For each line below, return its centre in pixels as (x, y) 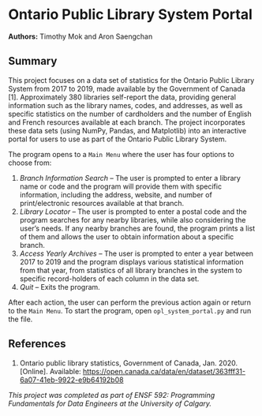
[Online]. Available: (50, 371)
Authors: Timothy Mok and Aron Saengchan (80, 36)
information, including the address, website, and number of (116, 194)
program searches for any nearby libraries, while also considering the (133, 219)
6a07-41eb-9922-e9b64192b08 (71, 380)
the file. (21, 319)
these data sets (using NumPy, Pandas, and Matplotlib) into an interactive (127, 130)
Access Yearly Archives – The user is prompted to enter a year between (137, 253)
